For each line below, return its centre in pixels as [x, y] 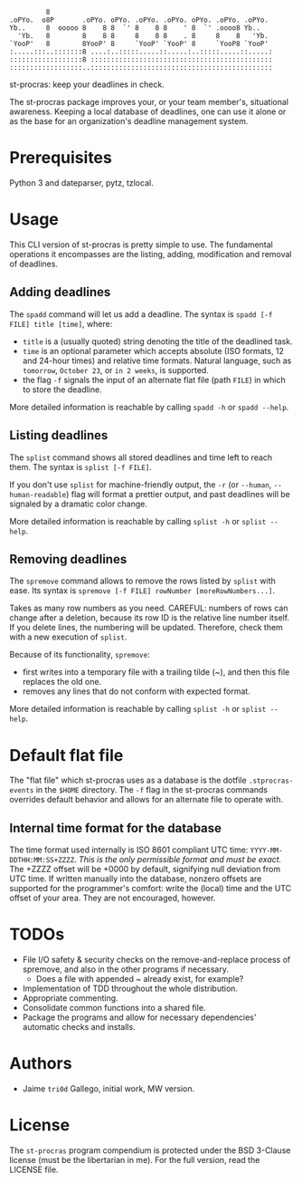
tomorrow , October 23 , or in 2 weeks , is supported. [116, 370]
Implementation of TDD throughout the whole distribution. [130, 988]
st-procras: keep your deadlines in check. [87, 84]
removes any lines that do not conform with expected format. [136, 691]
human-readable [38, 495]
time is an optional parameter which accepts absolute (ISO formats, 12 [153, 351]
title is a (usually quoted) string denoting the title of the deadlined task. [157, 341]
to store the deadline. [62, 389]
